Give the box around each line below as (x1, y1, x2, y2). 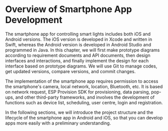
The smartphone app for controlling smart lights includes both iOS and (5, 31, 151, 37)
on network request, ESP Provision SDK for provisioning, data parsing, (5, 89, 150, 95)
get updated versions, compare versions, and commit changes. (5, 68, 136, 74)
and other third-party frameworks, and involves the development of (15, 94, 155, 100)
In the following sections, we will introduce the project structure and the (5, 109, 153, 115)
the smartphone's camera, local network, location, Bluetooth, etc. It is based (5, 83, 163, 89)
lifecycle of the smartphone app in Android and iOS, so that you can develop (5, 114, 163, 120)
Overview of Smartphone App (5, 4, 132, 15)
